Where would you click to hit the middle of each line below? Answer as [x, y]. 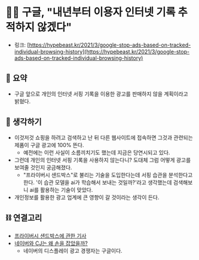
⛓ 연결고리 [24, 218]
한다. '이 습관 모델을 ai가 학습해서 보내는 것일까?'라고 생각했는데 [97, 182]
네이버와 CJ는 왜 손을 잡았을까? [51, 243]
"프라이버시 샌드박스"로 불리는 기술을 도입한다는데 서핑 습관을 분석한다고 [108, 175]
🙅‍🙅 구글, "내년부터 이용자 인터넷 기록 [91, 12]
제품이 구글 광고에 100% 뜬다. [49, 145]
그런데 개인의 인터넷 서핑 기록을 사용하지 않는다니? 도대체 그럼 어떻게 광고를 [102, 160]
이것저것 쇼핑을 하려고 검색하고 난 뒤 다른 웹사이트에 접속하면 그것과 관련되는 [104, 137]
